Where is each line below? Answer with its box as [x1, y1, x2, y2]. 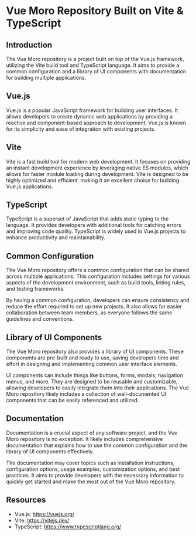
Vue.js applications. [6, 183, 54, 190]
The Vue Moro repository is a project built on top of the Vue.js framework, [6, 56, 184, 62]
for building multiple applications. [6, 74, 87, 81]
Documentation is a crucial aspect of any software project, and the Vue [6, 429, 178, 436]
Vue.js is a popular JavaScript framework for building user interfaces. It [6, 107, 178, 114]
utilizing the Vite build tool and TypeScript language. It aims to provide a [6, 62, 180, 69]
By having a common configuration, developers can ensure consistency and [6, 297, 190, 304]
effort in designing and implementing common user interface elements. [6, 361, 177, 368]
